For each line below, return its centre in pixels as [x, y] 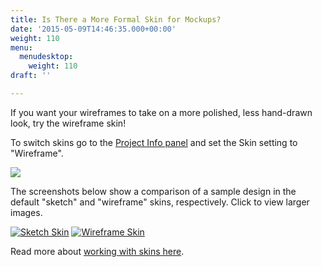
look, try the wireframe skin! [68, 123]
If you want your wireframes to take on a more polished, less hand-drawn [161, 112]
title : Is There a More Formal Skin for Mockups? [116, 19]
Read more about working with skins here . [97, 251]
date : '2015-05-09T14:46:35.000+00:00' [93, 29]
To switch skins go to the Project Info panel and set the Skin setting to [154, 142]
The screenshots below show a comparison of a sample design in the [153, 191]
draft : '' [31, 76]
